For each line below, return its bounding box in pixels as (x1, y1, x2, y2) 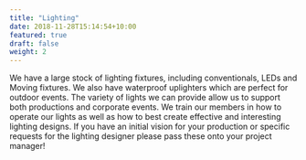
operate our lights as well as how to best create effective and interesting (9, 112, 281, 123)
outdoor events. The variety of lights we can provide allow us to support (9, 92, 281, 103)
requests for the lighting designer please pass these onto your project (9, 131, 272, 142)
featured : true (9, 30, 68, 39)
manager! (9, 141, 46, 152)
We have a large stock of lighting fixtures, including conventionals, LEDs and (9, 72, 298, 83)
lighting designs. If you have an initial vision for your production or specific (9, 121, 290, 133)
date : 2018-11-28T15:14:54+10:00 (9, 22, 137, 31)
